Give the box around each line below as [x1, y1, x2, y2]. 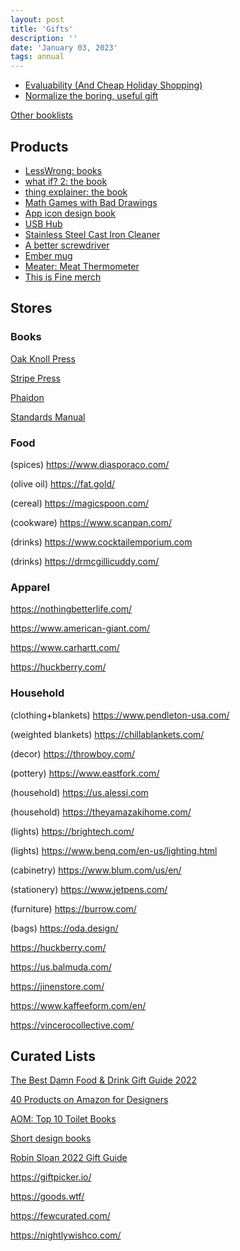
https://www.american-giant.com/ [10, 622, 151, 635]
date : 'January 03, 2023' [10, 42, 118, 53]
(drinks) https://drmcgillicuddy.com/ [10, 555, 160, 567]
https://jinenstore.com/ [10, 980, 105, 992]
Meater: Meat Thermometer [24, 260, 140, 272]
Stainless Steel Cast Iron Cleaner [24, 228, 161, 240]
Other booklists [10, 109, 73, 121]
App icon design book [24, 207, 116, 219]
